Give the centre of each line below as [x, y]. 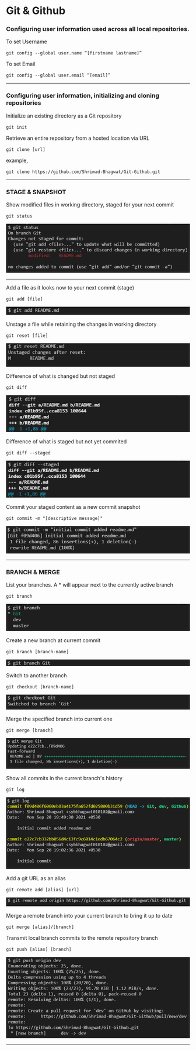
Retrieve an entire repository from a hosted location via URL [78, 138]
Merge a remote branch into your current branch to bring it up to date [90, 916]
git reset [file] [27, 336]
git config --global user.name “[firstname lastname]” [74, 53]
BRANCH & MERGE [33, 572]
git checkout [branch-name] [40, 687]
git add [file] [24, 299]
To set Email [21, 64]
